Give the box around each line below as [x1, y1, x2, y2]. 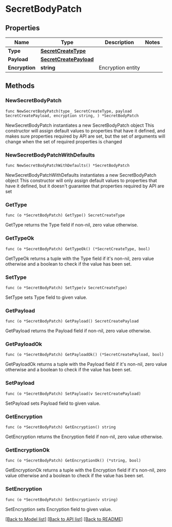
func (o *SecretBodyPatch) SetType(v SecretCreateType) [5, 285, 127, 290]
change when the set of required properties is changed [5, 138, 122, 144]
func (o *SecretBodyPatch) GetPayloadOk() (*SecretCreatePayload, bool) [5, 352, 164, 357]
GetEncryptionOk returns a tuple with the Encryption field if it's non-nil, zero [5, 467, 166, 473]
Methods [5, 82, 35, 90]
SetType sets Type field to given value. [5, 294, 87, 300]
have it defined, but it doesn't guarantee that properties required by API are [5, 183, 164, 189]
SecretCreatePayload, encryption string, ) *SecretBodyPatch [5, 113, 139, 118]
